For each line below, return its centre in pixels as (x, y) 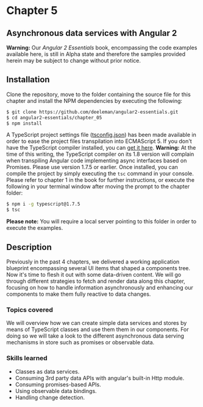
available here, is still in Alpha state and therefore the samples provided (96, 54)
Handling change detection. (50, 397)
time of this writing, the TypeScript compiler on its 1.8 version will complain (100, 154)
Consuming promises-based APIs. (58, 384)
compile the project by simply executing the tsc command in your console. (100, 173)
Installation (28, 80)
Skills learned (27, 358)
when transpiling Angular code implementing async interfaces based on (97, 161)
